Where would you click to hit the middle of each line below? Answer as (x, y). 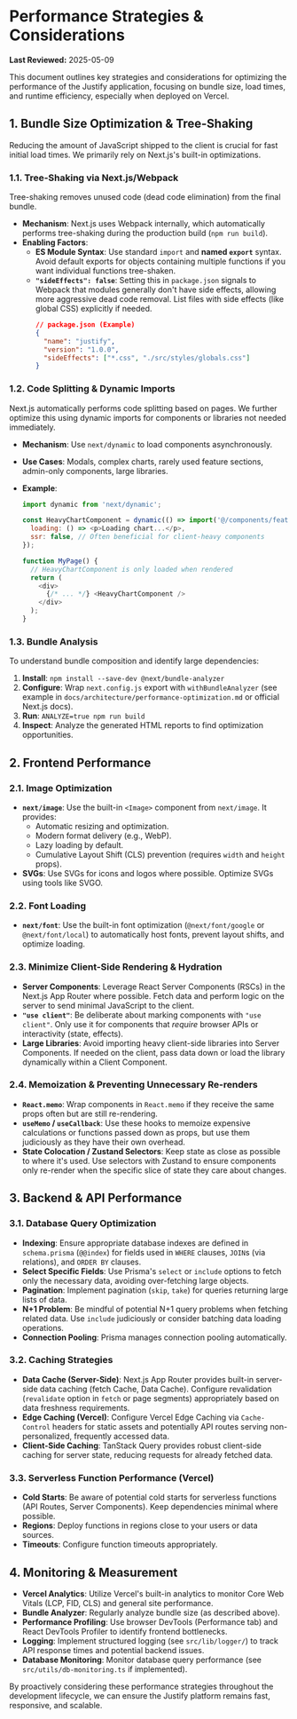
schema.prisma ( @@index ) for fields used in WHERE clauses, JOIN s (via (144, 1252)
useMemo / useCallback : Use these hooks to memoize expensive (136, 1123)
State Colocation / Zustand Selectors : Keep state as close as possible (151, 1151)
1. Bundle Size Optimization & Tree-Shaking (131, 124)
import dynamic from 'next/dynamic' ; (92, 504)
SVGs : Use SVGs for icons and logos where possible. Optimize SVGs (148, 873)
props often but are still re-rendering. (90, 1113)
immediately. (32, 427)
